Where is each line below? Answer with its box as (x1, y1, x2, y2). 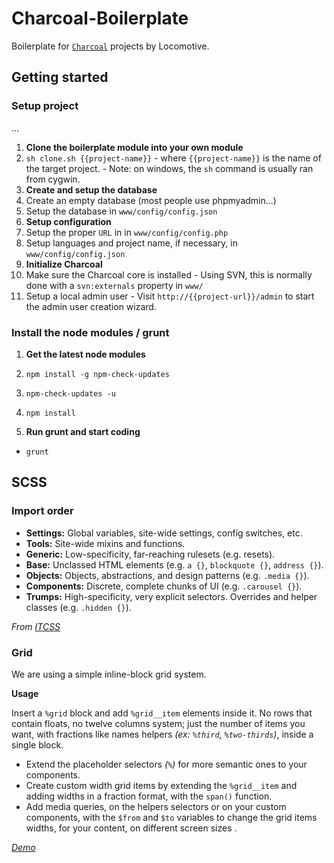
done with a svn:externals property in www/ (25, 279, 204, 291)
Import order (11, 504, 74, 518)
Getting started (11, 69, 109, 86)
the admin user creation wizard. (25, 300, 157, 312)
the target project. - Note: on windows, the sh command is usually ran (25, 162, 314, 174)
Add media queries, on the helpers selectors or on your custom (25, 800, 287, 812)
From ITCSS (11, 620, 61, 632)
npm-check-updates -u (25, 388, 116, 399)
